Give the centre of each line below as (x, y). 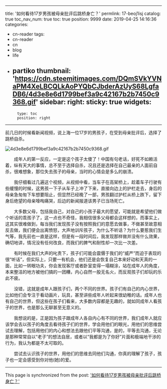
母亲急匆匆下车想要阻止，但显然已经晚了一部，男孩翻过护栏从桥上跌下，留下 (83, 194)
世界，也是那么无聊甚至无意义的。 (48, 307)
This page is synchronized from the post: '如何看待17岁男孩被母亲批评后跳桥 (83, 375)
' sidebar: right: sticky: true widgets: (93, 102)
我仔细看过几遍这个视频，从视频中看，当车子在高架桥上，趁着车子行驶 (85, 182)
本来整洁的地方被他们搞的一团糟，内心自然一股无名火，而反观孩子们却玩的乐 (83, 272)
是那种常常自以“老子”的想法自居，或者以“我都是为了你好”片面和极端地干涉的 (83, 337)
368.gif (24, 102)
